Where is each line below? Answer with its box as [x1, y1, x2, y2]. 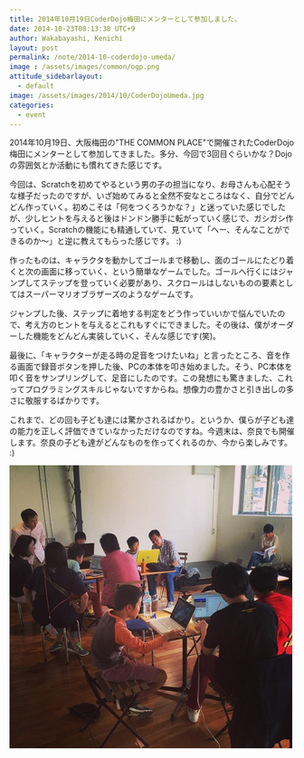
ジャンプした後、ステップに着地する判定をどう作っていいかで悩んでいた [9, 308, 278, 319]
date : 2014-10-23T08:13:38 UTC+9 [9, 24, 136, 34]
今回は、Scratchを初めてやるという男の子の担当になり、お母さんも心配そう [9, 179, 292, 190]
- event [17, 110, 47, 120]
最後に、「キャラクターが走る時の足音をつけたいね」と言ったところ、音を [9, 350, 283, 361]
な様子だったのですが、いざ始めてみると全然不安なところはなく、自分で [9, 190, 279, 201]
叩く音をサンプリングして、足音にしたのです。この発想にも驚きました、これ [9, 372, 294, 384]
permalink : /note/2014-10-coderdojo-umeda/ [9, 53, 176, 62]
